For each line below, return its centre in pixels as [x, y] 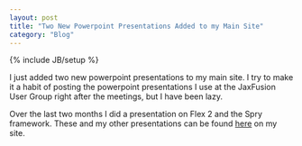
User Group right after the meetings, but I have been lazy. [116, 96]
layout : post [34, 18]
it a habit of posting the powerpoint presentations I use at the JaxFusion [143, 87]
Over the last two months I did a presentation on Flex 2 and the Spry [136, 114]
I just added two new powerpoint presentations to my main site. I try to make [151, 78]
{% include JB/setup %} [54, 60]
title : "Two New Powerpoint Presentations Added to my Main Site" [137, 26]
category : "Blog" [42, 34]
